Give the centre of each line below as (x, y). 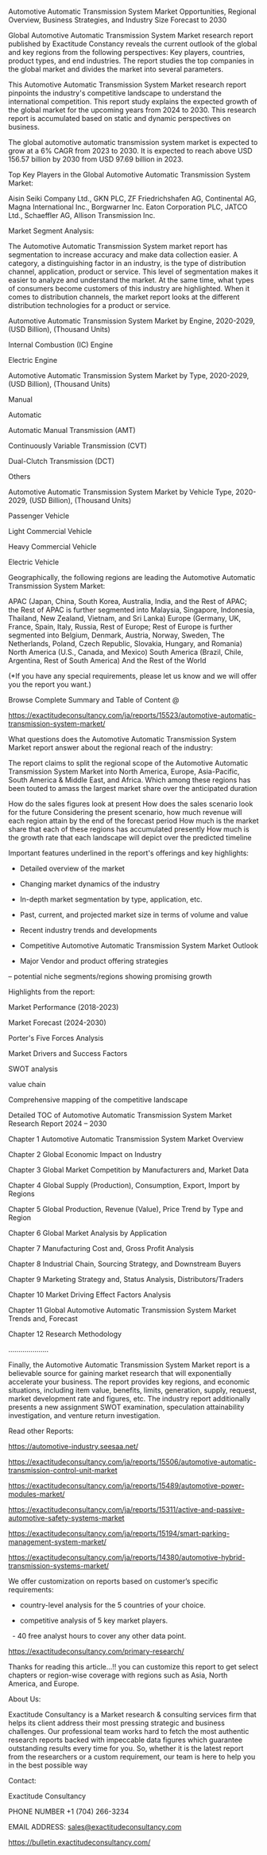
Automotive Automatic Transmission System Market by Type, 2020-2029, (129, 376)
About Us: (25, 1699)
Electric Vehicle (34, 562)
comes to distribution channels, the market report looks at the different (124, 297)
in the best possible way (48, 1765)
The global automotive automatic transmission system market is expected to (133, 142)
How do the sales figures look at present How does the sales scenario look (131, 804)
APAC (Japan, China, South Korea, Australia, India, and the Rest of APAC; (128, 601)
